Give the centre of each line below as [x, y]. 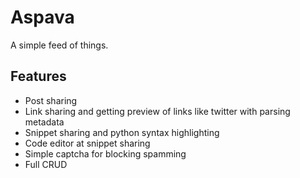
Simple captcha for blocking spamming [105, 153]
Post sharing [51, 100]
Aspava [42, 17]
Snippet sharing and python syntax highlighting [122, 132]
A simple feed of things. [59, 45]
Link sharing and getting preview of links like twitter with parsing [157, 111]
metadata [44, 122]
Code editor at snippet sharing [87, 143]
